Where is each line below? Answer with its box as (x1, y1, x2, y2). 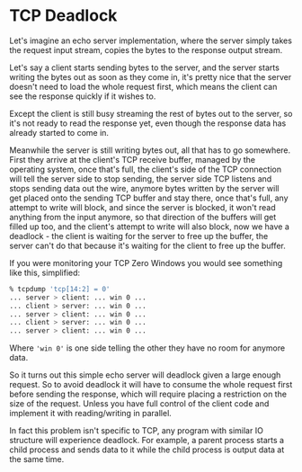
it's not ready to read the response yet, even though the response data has (9, 118, 287, 129)
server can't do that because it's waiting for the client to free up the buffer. (9, 240, 286, 251)
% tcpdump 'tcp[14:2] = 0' (9, 284, 111, 293)
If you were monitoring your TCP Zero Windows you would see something (9, 257, 283, 268)
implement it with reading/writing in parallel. (9, 408, 173, 419)
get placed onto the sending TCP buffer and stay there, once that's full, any (9, 192, 289, 203)
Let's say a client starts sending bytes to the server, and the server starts (9, 62, 280, 73)
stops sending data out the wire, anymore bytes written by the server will (9, 183, 280, 193)
